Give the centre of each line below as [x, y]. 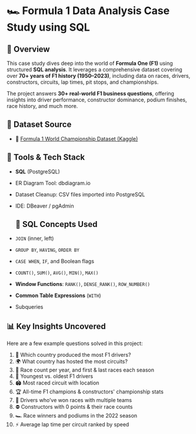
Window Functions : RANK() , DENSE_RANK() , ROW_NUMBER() [83, 284]
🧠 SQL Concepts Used [56, 224]
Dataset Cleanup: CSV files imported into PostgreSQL [80, 194]
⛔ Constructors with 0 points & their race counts [74, 407]
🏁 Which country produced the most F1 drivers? [73, 355]
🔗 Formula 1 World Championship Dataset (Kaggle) [77, 139]
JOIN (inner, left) [34, 238]
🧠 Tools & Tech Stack [46, 157]
